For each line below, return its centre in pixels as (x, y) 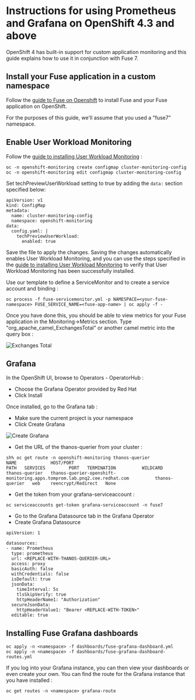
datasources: (22, 543)
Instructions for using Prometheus (91, 11)
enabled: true (39, 241)
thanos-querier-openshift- (83, 474)
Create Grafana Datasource (47, 522)
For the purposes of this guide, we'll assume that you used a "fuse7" (88, 117)
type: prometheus (32, 554)
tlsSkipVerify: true (41, 595)
